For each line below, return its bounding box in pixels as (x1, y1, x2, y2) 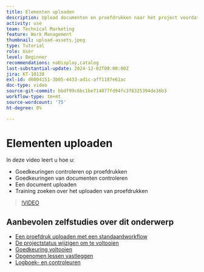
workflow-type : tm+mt (6, 93, 61, 100)
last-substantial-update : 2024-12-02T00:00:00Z (6, 65, 129, 72)
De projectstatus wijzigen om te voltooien (15, 239, 120, 246)
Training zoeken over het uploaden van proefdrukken (15, 188, 148, 195)
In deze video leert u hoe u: (6, 156, 75, 164)
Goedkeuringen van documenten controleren (15, 174, 128, 182)
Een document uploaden (15, 181, 77, 188)
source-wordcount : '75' (6, 99, 67, 105)
